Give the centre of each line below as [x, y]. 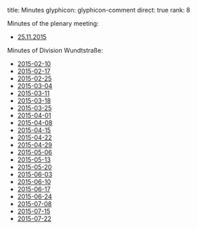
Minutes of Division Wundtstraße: [55, 50]
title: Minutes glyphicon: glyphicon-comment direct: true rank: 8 [99, 10]
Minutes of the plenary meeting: [53, 23]
